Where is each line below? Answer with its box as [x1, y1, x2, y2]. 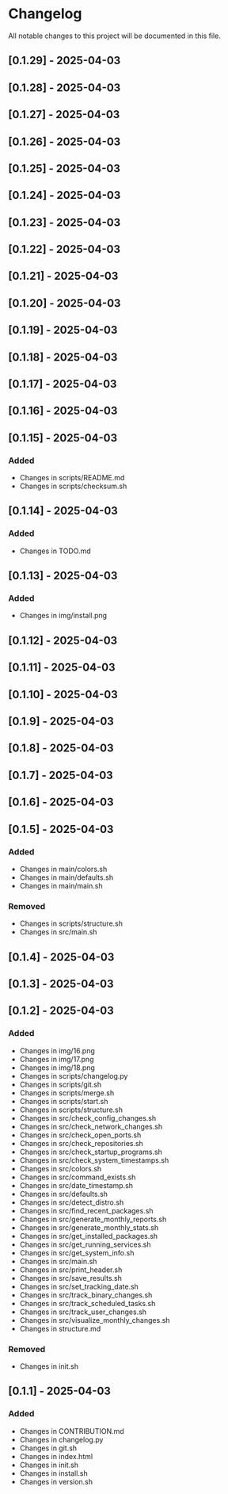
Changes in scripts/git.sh [19, 1079, 102, 1089]
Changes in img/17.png [19, 1054, 94, 1064]
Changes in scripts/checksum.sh [19, 481, 127, 491]
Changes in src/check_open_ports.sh [19, 1130, 142, 1140]
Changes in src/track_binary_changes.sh [19, 1290, 153, 1300]
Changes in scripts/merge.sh [19, 1087, 115, 1098]
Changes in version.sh [19, 1477, 93, 1486]
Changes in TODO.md [19, 546, 91, 556]
